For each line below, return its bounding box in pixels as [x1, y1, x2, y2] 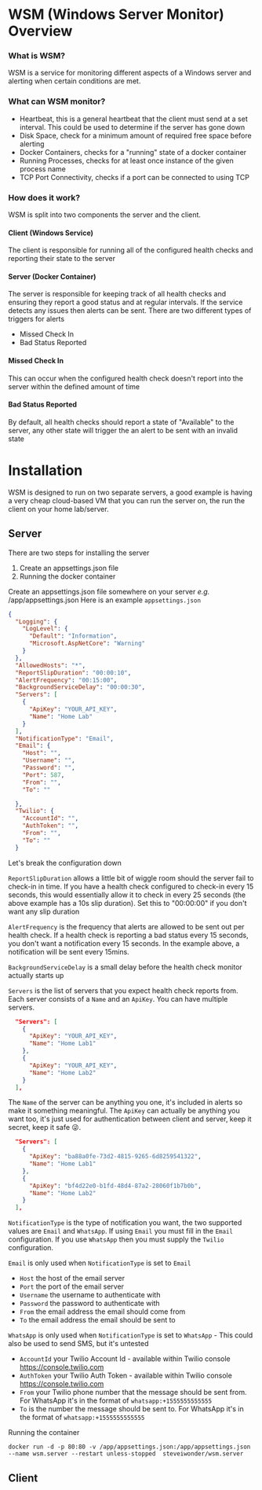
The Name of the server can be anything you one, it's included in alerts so [8, 1098, 243, 1107]
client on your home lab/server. [8, 504, 109, 513]
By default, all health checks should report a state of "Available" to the [8, 417, 235, 426]
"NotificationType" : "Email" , [15, 734, 114, 742]
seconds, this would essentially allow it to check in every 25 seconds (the [8, 890, 246, 900]
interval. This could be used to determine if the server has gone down [19, 122, 246, 131]
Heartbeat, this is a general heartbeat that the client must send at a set [19, 114, 249, 123]
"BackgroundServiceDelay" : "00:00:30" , [15, 683, 146, 691]
